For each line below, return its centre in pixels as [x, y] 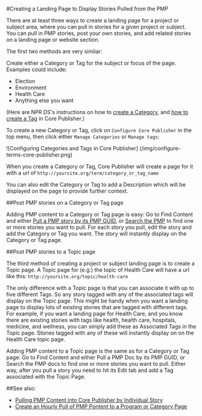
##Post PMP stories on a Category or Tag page [65, 203]
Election [25, 81]
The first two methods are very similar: [54, 51]
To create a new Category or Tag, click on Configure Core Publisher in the [99, 130]
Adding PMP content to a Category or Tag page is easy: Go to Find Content [99, 214]
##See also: [21, 388]
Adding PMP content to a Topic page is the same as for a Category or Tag [98, 351]
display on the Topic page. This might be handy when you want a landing [97, 301]
